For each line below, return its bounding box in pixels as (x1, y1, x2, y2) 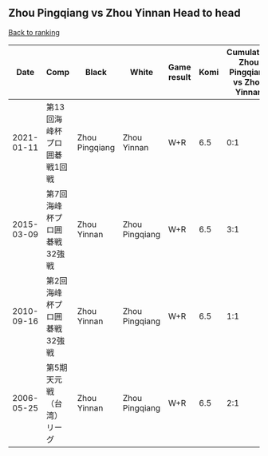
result (167, 71, 191, 82)
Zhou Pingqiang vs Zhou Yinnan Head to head (8, 6, 241, 20)
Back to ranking (8, 27, 60, 37)
